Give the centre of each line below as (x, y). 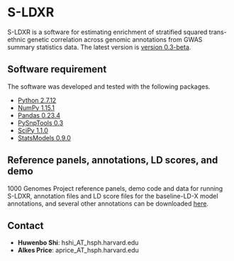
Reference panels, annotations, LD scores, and (113, 160)
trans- (218, 32)
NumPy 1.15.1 (36, 108)
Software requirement (57, 69)
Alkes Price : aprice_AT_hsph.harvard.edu (78, 250)
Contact (26, 225)
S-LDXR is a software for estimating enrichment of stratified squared (107, 32)
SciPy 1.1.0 (33, 130)
